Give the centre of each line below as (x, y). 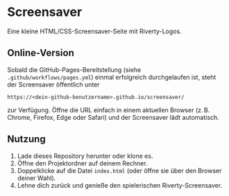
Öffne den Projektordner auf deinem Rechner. (82, 163)
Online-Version (41, 53)
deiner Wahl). (36, 178)
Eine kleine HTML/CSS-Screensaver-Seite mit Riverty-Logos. (94, 31)
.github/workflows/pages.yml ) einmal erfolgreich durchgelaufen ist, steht (112, 77)
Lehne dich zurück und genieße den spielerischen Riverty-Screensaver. (120, 185)
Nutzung (27, 139)
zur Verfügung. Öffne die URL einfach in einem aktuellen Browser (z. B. (109, 110)
